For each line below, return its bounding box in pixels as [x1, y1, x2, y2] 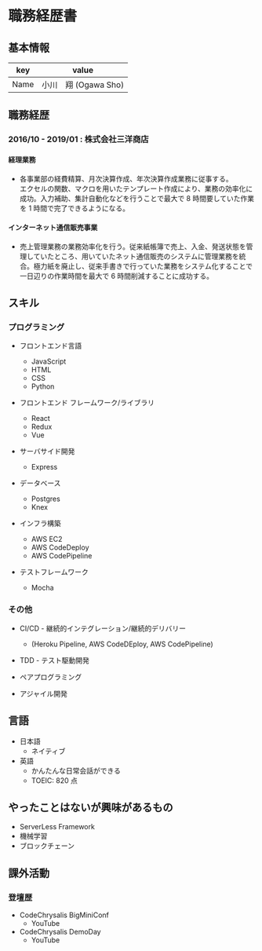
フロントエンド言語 [19, 341, 82, 350]
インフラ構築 [19, 519, 61, 529]
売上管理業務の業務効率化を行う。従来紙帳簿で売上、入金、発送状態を [19, 241, 246, 251]
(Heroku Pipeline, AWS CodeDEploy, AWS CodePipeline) [31, 639, 213, 649]
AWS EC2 [31, 535, 63, 544]
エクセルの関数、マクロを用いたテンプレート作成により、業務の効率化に [19, 184, 253, 193]
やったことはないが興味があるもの [8, 800, 173, 814]
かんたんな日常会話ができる [31, 766, 122, 775]
